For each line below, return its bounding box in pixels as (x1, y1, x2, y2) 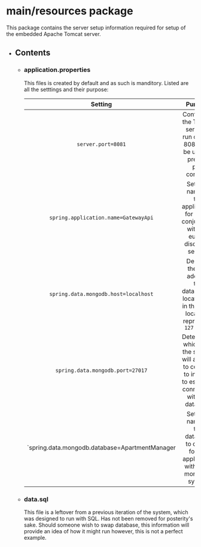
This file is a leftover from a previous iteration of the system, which (23, 508, 188, 516)
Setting (90, 100, 112, 108)
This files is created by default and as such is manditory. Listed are (23, 79, 189, 86)
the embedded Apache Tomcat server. (6, 30, 101, 37)
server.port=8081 (77, 141, 126, 147)
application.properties (23, 66, 91, 74)
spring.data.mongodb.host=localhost (49, 291, 154, 297)
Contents (14, 48, 51, 58)
